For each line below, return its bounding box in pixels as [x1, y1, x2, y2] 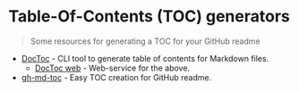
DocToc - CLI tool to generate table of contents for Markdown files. [21, 53, 269, 63]
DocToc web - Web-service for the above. [34, 63, 190, 73]
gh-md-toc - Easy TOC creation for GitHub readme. [21, 71, 212, 82]
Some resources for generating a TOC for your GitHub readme [30, 36, 261, 46]
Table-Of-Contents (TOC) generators [8, 6, 290, 27]
